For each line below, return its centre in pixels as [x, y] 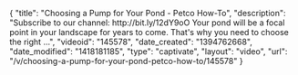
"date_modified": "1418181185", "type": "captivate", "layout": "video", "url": [149, 52]
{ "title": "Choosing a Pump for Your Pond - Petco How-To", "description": [148, 13]
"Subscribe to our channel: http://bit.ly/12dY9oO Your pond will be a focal [147, 23]
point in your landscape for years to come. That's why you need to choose [149, 32]
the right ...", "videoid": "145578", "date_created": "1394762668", [131, 42]
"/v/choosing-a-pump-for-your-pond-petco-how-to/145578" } [126, 61]
